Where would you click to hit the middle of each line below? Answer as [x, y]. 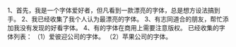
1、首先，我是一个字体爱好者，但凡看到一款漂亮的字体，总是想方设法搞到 [114, 10]
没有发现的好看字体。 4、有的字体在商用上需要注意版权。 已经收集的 [119, 28]
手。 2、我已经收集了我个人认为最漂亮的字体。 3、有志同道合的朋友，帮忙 [115, 19]
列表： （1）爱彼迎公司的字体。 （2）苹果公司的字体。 [93, 36]
